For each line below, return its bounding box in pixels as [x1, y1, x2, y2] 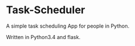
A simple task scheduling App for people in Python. [6, 22, 130, 29]
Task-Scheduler [6, 3, 85, 17]
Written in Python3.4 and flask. [6, 33, 81, 40]
